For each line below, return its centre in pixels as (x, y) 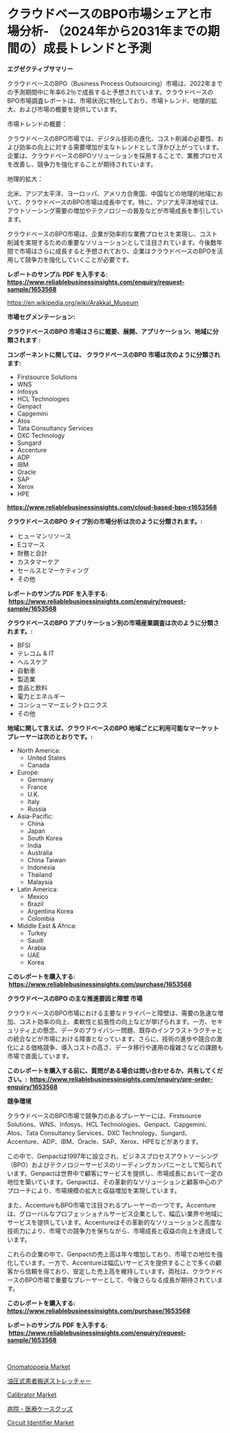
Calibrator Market (32, 1394)
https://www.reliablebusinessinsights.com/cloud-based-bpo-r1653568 (112, 507)
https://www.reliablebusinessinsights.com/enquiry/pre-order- (122, 1079)
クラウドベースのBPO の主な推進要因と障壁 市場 (75, 998)
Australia (40, 853)
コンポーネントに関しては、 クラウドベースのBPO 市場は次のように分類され (114, 354)
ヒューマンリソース (44, 536)
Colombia (41, 918)
